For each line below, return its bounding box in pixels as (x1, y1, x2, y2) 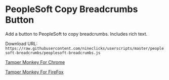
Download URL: (5, 40, 38, 46)
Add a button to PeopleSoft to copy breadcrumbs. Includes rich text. (5, 31, 148, 37)
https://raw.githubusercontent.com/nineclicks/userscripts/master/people (5, 46, 164, 51)
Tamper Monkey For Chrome (5, 59, 65, 65)
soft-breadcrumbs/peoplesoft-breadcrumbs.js (5, 50, 101, 55)
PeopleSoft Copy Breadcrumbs (5, 4, 138, 15)
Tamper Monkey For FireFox (5, 69, 64, 75)
